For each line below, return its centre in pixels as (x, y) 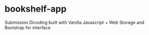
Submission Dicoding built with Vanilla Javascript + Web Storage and (74, 22)
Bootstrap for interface (28, 27)
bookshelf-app (36, 9)
